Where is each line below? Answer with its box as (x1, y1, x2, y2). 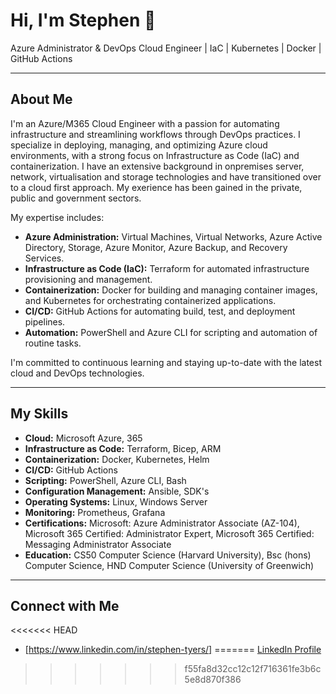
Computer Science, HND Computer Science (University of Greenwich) (24, 559, 315, 571)
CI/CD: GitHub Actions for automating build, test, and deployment (24, 305, 296, 317)
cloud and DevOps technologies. (10, 367, 145, 379)
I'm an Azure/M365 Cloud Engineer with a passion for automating (10, 117, 280, 129)
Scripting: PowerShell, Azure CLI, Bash (24, 474, 187, 486)
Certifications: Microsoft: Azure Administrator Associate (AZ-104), (24, 517, 300, 529)
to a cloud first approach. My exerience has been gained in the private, (10, 181, 303, 193)
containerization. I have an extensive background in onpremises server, (10, 160, 305, 172)
